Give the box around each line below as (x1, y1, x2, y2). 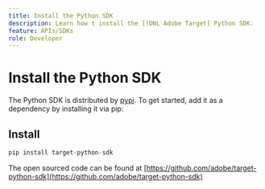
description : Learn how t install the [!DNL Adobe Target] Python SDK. (8, 19, 254, 27)
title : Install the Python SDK (8, 11, 114, 20)
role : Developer (8, 34, 63, 43)
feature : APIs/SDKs (8, 27, 74, 35)
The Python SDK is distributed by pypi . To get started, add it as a (8, 96, 223, 105)
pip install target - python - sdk (8, 149, 114, 157)
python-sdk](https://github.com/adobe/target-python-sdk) (8, 171, 203, 181)
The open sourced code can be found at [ (8, 162, 147, 173)
